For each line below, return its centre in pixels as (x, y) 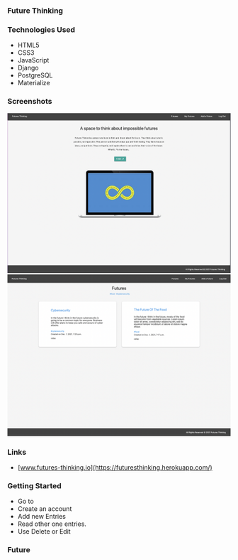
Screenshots (30, 102)
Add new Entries (41, 517)
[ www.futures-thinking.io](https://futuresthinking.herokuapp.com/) (115, 468)
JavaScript (33, 60)
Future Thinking (35, 11)
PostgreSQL (35, 75)
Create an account (45, 509)
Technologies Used (41, 29)
